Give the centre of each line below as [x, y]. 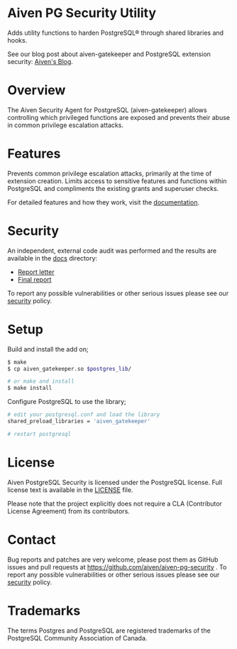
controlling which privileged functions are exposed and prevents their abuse [119, 117]
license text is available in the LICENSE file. [70, 490]
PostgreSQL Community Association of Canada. [77, 638]
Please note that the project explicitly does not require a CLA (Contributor [115, 503]
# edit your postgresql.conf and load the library [84, 415]
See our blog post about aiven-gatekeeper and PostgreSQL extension [109, 54]
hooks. [17, 40]
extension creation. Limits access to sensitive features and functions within [117, 181]
